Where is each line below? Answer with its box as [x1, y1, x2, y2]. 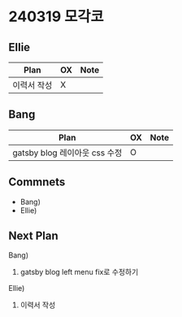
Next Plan [8, 229, 58, 243]
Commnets [8, 176, 66, 189]
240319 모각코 [8, 7, 104, 26]
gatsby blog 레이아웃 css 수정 [12, 147, 123, 158]
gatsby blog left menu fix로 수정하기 [19, 267, 139, 277]
